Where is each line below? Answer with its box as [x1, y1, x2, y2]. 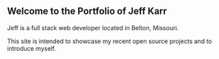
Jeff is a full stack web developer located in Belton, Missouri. [7, 23, 179, 32]
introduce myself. [7, 44, 56, 52]
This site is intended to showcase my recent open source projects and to [7, 37, 212, 45]
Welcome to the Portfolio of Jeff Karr [7, 5, 168, 17]
